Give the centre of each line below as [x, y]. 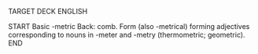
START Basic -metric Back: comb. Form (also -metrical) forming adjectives [129, 26]
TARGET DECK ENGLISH [48, 11]
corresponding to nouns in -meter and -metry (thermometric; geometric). [127, 35]
